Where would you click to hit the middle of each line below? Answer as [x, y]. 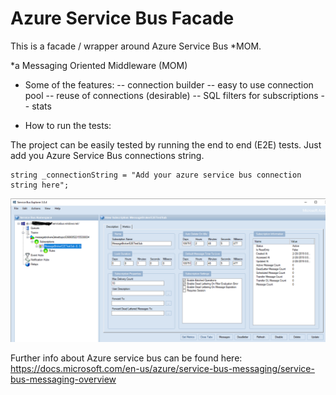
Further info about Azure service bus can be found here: [126, 358]
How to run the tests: [68, 125]
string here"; [40, 185]
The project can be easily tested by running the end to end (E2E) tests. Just [166, 144]
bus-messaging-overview [63, 379]
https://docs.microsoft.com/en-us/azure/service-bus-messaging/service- [162, 369]
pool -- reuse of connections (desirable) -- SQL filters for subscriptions [171, 95]
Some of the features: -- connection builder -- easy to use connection [169, 84]
